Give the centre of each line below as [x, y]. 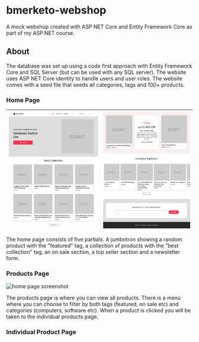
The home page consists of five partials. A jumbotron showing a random [94, 239]
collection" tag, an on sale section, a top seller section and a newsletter [93, 251]
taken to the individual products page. [52, 317]
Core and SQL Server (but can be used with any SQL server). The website [96, 72]
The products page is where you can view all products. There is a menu [94, 298]
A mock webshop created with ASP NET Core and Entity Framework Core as [99, 27]
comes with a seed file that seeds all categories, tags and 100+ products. [95, 85]
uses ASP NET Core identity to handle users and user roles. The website [94, 78]
